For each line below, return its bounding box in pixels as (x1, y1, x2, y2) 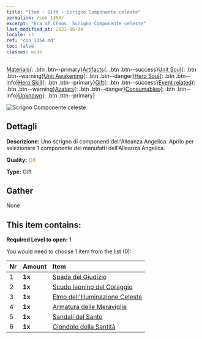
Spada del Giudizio (52, 273, 107, 281)
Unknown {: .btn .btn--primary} (18, 91, 95, 99)
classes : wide (6, 49, 43, 55)
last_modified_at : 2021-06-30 (6, 26, 84, 32)
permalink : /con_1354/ (6, 15, 64, 21)
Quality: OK (6, 156, 37, 163)
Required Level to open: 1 (6, 236, 72, 243)
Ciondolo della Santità (52, 322, 116, 331)
